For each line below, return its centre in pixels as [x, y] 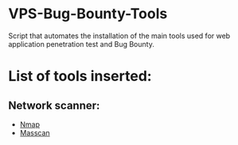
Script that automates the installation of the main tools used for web [119, 36]
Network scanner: [54, 105]
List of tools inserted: [80, 76]
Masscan [35, 132]
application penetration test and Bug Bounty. [82, 44]
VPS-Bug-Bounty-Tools [88, 14]
